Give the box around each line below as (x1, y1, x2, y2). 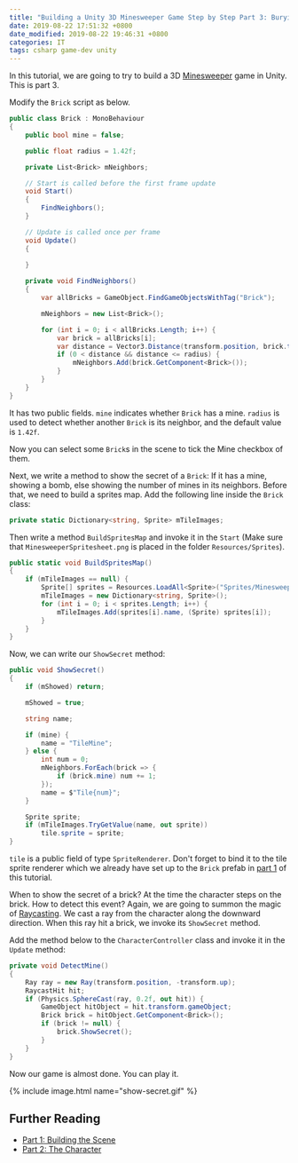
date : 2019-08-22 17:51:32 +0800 (9, 21, 133, 30)
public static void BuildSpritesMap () (9, 558, 153, 567)
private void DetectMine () (9, 961, 109, 970)
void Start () (25, 187, 74, 196)
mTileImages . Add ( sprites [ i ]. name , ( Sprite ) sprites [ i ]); (56, 607, 272, 617)
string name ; (25, 714, 74, 724)
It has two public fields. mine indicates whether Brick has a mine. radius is (9, 407, 280, 418)
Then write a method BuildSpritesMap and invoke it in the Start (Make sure (9, 532, 284, 542)
